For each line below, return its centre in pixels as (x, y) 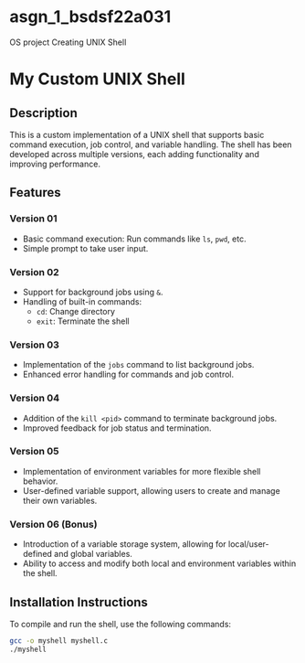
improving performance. (55, 164)
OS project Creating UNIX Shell (68, 42)
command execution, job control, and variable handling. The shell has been (151, 144)
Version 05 (34, 452)
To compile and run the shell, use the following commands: (120, 624)
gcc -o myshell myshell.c (58, 641)
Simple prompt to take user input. (85, 248)
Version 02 (34, 272)
